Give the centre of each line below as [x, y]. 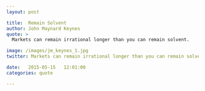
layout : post [23, 12]
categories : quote [30, 73]
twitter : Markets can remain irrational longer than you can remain [95, 56]
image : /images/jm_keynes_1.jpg [47, 51]
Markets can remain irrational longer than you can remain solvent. [101, 40]
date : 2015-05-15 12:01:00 [46, 67]
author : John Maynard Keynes [43, 29]
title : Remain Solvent [37, 23]
